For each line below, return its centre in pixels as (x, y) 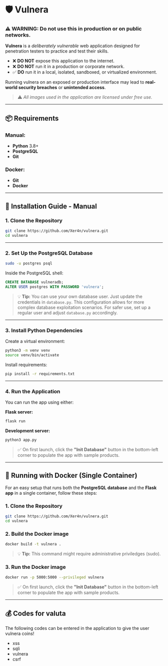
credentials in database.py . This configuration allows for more (81, 302)
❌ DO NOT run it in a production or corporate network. (68, 67)
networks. (18, 35)
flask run (15, 421)
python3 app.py (21, 440)
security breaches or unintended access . (62, 88)
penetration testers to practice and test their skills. (57, 51)
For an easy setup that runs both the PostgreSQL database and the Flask (81, 487)
